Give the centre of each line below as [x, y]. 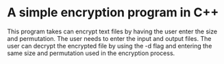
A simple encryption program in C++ [113, 13]
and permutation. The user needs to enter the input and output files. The [109, 38]
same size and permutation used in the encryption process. [91, 53]
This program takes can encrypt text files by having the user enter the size [112, 31]
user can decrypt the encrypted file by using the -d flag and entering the [110, 46]
